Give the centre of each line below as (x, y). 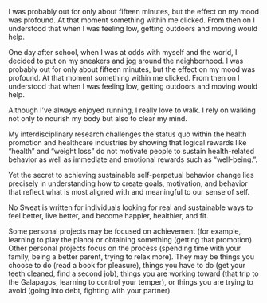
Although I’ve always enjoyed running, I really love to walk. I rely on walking (132, 110)
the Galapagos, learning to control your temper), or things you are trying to (131, 282)
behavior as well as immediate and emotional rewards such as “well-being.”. (133, 159)
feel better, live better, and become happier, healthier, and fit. (108, 216)
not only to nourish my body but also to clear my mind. (98, 118)
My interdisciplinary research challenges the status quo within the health (128, 134)
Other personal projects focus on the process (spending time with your (125, 248)
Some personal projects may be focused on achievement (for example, (125, 231)
